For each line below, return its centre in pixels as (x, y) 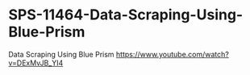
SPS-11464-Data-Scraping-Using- (126, 15)
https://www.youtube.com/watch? (173, 54)
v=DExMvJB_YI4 (36, 63)
